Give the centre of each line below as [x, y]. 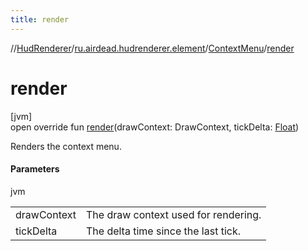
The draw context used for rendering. [173, 214]
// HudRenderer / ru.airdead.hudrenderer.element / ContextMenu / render [152, 48]
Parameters [35, 169]
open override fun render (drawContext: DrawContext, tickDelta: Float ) [155, 127]
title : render [40, 19]
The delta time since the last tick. [163, 231]
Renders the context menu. [66, 146]
